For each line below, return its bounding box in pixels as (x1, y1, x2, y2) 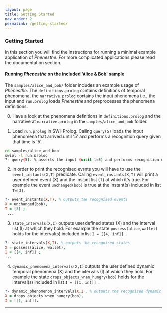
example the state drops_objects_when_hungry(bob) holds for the (12, 274, 144, 280)
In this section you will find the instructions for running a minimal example (5, 49, 156, 55)
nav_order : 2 (5, 16, 32, 21)
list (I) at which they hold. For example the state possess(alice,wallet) (12, 225, 158, 231)
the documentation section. (5, 59, 62, 65)
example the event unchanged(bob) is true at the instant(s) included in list (12, 182, 161, 188)
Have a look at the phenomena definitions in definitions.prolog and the (12, 113, 161, 119)
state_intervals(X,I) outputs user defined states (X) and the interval (12, 220, 156, 226)
